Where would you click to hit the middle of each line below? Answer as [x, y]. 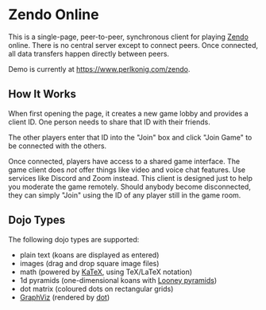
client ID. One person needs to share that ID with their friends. [109, 122]
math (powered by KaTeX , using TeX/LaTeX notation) [106, 272]
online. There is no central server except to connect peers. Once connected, [133, 45]
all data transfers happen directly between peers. [89, 53]
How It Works [42, 94]
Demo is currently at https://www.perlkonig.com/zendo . [99, 69]
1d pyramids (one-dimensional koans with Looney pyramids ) [118, 280]
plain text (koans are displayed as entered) [89, 255]
